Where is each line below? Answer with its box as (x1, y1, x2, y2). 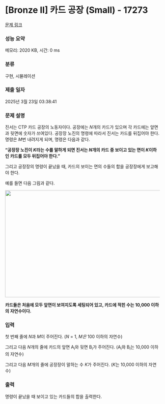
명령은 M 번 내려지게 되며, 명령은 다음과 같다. (5, 136, 90, 143)
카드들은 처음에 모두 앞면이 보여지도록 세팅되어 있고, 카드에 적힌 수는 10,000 (5, 302, 150, 308)
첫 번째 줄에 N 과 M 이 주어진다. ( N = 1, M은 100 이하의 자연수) (5, 334, 123, 340)
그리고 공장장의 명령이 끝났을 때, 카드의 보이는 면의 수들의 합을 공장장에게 (5, 163, 145, 170)
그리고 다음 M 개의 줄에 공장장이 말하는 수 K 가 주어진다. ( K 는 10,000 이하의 (5, 362, 148, 368)
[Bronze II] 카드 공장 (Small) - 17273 (5, 4, 148, 16)
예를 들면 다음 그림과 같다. (5, 180, 55, 186)
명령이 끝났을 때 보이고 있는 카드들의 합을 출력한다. (5, 393, 102, 399)
